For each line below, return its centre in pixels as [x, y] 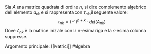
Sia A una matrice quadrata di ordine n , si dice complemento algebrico [76, 7]
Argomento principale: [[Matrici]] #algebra [47, 46]
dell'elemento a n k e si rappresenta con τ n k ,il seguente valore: [66, 13]
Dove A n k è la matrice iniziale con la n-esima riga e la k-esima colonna [75, 31]
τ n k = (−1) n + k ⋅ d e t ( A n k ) [82, 22]
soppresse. [16, 37]
